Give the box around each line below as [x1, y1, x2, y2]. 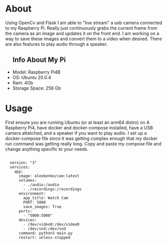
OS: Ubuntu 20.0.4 [12, 74, 52, 80]
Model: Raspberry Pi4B [12, 69, 61, 75]
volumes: [18, 178, 37, 183]
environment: [18, 191, 46, 196]
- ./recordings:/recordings [23, 187, 82, 192]
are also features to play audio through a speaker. [5, 41, 108, 47]
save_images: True [23, 204, 62, 209]
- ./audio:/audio [23, 182, 59, 187]
